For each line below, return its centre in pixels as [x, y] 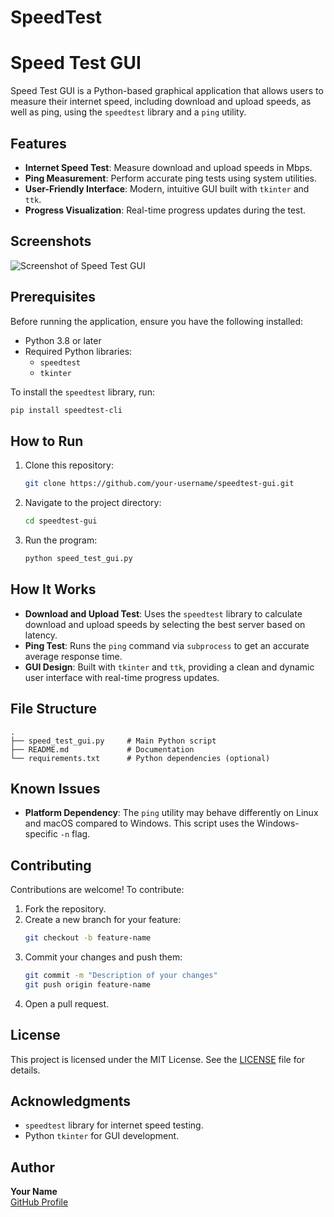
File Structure [53, 709]
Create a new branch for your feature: [103, 920]
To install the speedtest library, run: [82, 392]
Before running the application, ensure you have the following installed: [157, 321]
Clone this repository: [69, 465]
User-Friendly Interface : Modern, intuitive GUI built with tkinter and [167, 188]
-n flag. [75, 834]
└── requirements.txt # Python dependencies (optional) [140, 758]
